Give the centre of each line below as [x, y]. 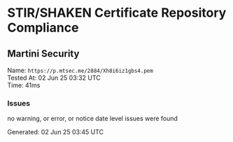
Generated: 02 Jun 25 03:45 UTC [55, 132]
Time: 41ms [24, 85]
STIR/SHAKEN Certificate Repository [117, 13]
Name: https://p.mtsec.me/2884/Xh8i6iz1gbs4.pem [80, 70]
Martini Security [43, 54]
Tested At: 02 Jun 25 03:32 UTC [54, 78]
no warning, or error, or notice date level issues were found [93, 119]
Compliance [43, 28]
